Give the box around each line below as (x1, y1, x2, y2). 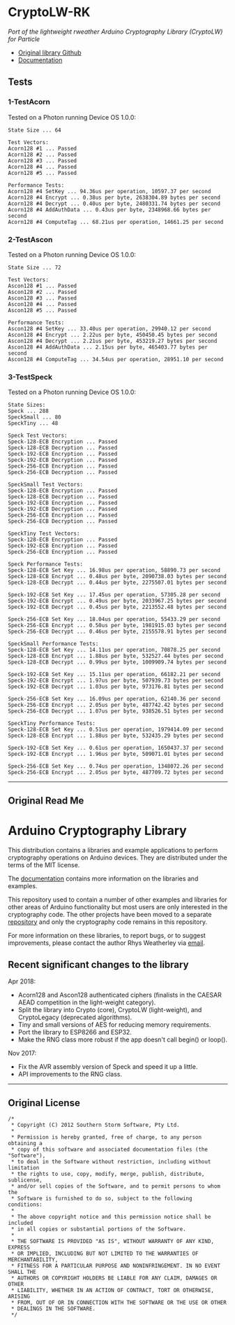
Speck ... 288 (8, 407, 50, 415)
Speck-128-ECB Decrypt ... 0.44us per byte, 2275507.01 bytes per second (8, 579, 227, 587)
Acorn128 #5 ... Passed (8, 169, 77, 176)
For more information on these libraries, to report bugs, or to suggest (8, 931, 206, 939)
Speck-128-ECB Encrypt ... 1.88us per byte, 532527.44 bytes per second (8, 652, 224, 660)
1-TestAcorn (8, 97, 51, 107)
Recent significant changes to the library (8, 958, 189, 970)
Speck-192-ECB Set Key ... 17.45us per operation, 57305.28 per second (8, 591, 220, 598)
